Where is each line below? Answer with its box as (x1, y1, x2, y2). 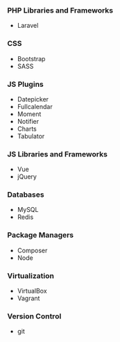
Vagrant (17, 294, 40, 302)
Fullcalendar (17, 102, 53, 111)
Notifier (17, 117, 40, 125)
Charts (17, 124, 37, 133)
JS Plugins (7, 79, 44, 89)
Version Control (7, 311, 62, 321)
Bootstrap (17, 54, 46, 63)
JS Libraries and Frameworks (7, 149, 108, 158)
